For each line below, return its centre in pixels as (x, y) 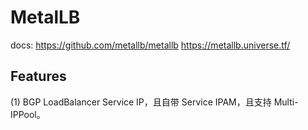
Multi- (286, 102)
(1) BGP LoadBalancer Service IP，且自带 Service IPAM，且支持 (141, 102)
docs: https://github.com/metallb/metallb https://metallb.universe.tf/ (150, 45)
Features (38, 76)
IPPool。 (28, 114)
